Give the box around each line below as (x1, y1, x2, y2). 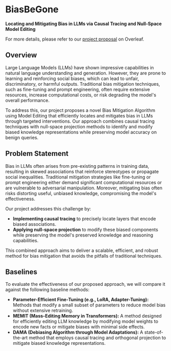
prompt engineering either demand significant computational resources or (5, 179, 162, 185)
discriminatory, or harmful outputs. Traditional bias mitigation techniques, (5, 81, 160, 87)
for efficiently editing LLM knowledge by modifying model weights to (12, 318, 158, 324)
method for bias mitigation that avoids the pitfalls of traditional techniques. (5, 252, 163, 259)
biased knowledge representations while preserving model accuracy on (5, 129, 157, 135)
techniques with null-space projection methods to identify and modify (5, 123, 153, 129)
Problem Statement (5, 149, 69, 158)
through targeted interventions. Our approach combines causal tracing (5, 118, 155, 124)
